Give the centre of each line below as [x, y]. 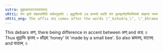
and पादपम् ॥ [16, 43]
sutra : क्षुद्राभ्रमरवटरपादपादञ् [26, 9]
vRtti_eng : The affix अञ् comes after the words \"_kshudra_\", [71, 18]
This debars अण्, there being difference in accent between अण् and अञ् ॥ [76, 33]
